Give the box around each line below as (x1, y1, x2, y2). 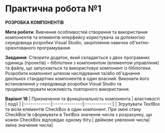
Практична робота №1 (5, 3, 102, 14)
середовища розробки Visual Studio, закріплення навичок (5, 39, 128, 45)
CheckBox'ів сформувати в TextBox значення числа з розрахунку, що (5, 111, 153, 117)
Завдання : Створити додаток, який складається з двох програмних (5, 54, 150, 60)
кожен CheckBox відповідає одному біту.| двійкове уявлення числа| (5, 117, 150, 123)
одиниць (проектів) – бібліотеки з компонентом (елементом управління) (5, 60, 160, 66)
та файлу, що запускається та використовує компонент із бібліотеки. (5, 65, 152, 71)
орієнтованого (5, 45, 36, 51)
